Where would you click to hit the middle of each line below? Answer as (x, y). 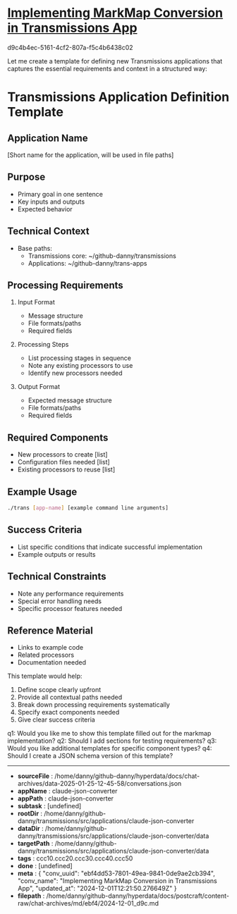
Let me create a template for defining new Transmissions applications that (115, 61)
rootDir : (30, 814)
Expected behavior (45, 209)
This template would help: (45, 676)
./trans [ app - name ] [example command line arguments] (88, 508)
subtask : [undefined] (49, 806)
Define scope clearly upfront (59, 690)
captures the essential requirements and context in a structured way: (108, 68)
